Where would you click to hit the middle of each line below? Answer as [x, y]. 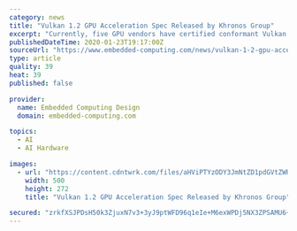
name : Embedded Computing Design [79, 107]
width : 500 [45, 181]
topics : [23, 132]
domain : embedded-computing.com [77, 116]
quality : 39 [31, 67]
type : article [35, 58]
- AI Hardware [43, 148]
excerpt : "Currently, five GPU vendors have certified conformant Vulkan [148, 34]
